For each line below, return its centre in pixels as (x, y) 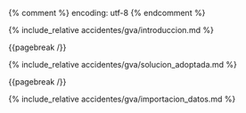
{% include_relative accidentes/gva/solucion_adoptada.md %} (123, 65)
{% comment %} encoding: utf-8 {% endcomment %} (107, 13)
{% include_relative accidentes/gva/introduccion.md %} (111, 30)
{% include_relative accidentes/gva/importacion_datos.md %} (122, 99)
